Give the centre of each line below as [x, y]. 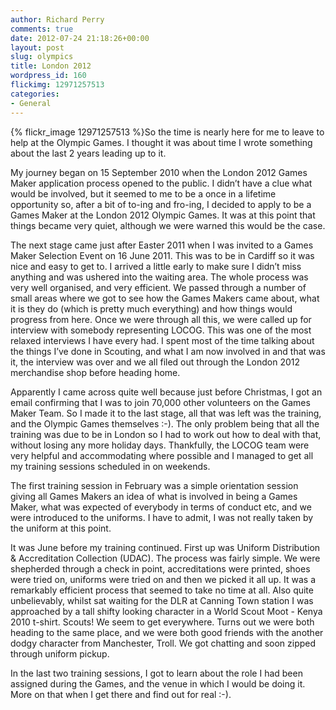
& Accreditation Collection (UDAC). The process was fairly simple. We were [165, 558]
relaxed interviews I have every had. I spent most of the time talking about [162, 340]
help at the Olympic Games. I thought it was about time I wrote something [161, 142]
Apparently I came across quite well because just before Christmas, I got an [166, 392]
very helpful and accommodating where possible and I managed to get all [162, 455]
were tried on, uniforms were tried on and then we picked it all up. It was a [163, 579]
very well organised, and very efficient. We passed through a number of [158, 287]
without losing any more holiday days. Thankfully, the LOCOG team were [160, 445]
